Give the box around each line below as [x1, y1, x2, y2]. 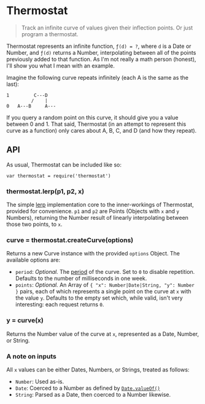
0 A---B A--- [6, 103, 56, 109]
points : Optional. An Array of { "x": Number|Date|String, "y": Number [15, 281, 195, 289]
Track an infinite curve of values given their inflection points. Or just [21, 24, 193, 31]
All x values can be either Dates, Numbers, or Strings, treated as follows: [6, 366, 190, 373]
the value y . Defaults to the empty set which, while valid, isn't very [15, 294, 183, 301]
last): [6, 80, 20, 88]
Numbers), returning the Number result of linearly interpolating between [6, 214, 189, 222]
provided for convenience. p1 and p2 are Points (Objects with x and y [6, 208, 180, 215]
